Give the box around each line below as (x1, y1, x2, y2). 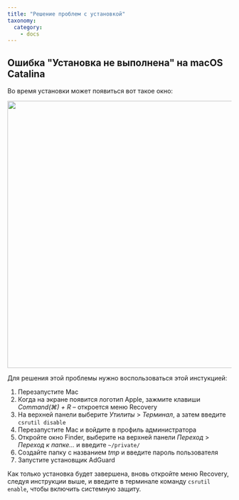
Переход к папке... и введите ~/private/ (17, 441, 140, 449)
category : (14, 24, 43, 31)
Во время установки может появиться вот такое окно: (7, 87, 173, 95)
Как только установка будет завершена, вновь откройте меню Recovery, (7, 469, 229, 478)
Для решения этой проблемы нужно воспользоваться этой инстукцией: (7, 374, 228, 382)
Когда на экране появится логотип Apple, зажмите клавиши (17, 395, 201, 404)
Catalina (7, 68, 46, 80)
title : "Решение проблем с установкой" (7, 10, 126, 18)
